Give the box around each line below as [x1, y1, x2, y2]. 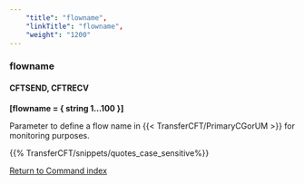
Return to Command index [9, 165, 107, 176]
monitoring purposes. [9, 130, 91, 140]
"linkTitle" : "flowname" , [25, 22, 124, 31]
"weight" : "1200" [25, 30, 92, 39]
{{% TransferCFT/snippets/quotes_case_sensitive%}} [9, 147, 210, 159]
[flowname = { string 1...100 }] [9, 102, 124, 113]
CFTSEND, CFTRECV [9, 82, 89, 93]
